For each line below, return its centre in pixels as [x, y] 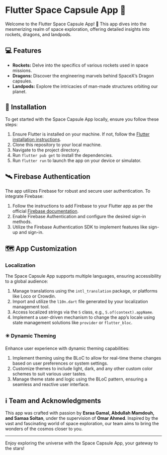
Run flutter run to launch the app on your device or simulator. [77, 160]
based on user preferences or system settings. [60, 363]
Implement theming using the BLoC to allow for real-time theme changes [87, 358]
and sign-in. [31, 232]
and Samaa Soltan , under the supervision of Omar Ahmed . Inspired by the [82, 418]
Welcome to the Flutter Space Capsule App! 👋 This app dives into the [76, 24]
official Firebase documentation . [45, 211]
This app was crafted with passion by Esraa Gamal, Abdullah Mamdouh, [80, 413]
